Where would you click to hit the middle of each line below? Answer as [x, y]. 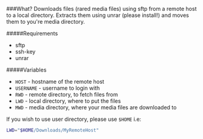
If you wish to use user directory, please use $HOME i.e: [74, 119]
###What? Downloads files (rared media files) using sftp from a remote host [101, 9]
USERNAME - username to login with [57, 88]
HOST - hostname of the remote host [60, 82]
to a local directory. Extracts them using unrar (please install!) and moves [98, 15]
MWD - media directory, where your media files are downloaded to [96, 107]
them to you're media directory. [46, 22]
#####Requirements [32, 33]
